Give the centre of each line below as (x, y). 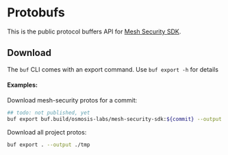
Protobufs (36, 13)
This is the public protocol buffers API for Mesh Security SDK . (94, 31)
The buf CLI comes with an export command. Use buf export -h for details (113, 69)
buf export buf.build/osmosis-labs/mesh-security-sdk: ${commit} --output (115, 119)
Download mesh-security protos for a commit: (72, 100)
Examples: (22, 85)
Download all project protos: (47, 132)
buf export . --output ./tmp (49, 145)
